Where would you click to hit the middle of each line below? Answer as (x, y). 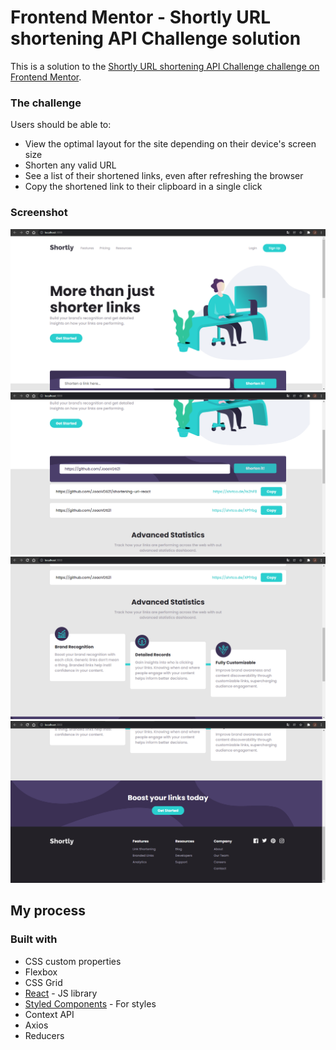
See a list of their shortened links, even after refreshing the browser (164, 176)
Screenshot (39, 213)
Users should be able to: (61, 125)
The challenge (46, 103)
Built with (34, 939)
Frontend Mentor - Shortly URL (140, 17)
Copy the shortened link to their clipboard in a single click (143, 187)
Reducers (44, 1035)
